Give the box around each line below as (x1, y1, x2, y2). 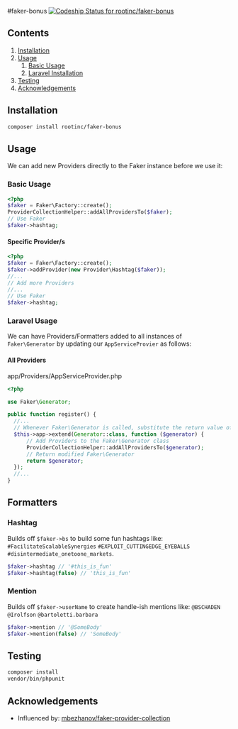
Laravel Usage (7, 316, 58, 326)
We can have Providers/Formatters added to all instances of (7, 332, 183, 341)
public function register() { (7, 411, 97, 418)
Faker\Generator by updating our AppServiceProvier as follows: (7, 339, 192, 348)
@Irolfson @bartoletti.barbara (7, 611, 98, 618)
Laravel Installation (28, 68, 84, 77)
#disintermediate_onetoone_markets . (7, 549, 115, 557)
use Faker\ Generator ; (7, 398, 72, 405)
